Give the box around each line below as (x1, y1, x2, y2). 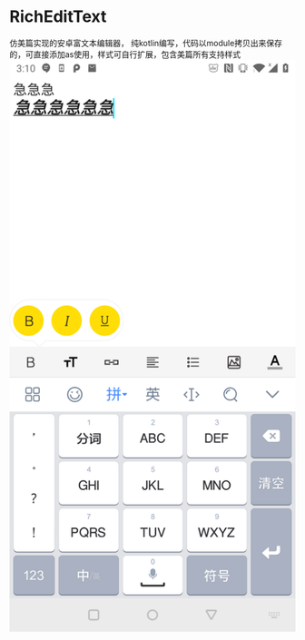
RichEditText (9, 6, 107, 27)
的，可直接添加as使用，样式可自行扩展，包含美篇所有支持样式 (9, 48, 241, 60)
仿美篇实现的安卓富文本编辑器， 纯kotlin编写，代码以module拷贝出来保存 (9, 37, 283, 48)
